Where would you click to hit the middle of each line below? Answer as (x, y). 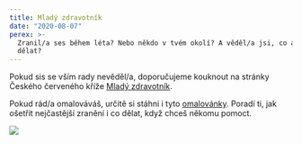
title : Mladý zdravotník (56, 18)
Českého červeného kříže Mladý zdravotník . (91, 86)
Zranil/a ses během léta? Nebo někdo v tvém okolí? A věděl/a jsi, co (152, 43)
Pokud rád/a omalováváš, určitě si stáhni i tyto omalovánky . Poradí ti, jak (143, 103)
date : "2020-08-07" (46, 26)
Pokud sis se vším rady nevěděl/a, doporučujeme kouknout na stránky (139, 76)
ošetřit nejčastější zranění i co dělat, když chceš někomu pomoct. (131, 113)
